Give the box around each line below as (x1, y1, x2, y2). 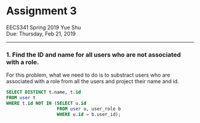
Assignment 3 (6, 4, 77, 18)
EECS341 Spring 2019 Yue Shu (6, 24, 82, 31)
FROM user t (6, 95, 36, 101)
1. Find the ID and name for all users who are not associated (6, 51, 182, 59)
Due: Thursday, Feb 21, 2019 (6, 30, 76, 37)
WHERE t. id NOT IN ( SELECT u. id (6, 100, 86, 106)
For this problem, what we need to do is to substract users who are (6, 71, 171, 78)
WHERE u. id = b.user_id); (57, 111, 121, 117)
